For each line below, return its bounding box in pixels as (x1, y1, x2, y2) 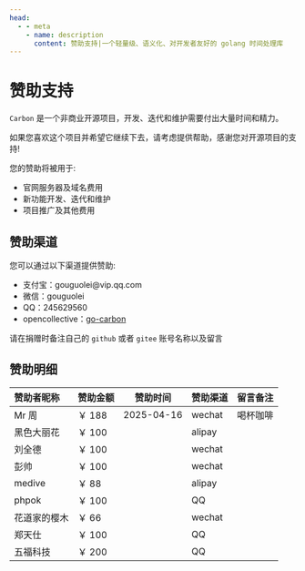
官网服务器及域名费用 (22, 182, 103, 193)
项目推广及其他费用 (22, 205, 96, 216)
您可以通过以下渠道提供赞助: (9, 260, 117, 270)
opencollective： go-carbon (22, 313, 127, 324)
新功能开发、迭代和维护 (22, 193, 111, 205)
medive (14, 476, 46, 489)
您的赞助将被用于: (9, 163, 76, 174)
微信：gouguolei (22, 291, 85, 301)
